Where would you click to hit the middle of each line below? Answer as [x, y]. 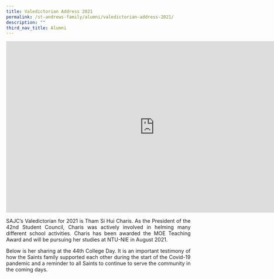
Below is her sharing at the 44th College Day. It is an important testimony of [98, 251]
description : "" [26, 22]
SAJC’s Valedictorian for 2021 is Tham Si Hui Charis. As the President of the [98, 221]
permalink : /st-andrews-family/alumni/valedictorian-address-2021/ [90, 17]
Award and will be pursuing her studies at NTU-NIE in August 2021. [87, 240]
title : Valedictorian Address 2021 [49, 11]
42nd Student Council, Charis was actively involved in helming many [98, 227]
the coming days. [27, 270]
